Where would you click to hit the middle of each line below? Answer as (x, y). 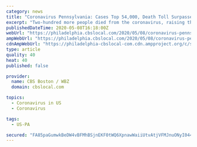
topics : (16, 98)
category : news (25, 11)
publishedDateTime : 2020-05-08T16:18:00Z (57, 28)
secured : (17, 135)
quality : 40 (21, 55)
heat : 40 (17, 60)
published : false (27, 66)
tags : (13, 119)
